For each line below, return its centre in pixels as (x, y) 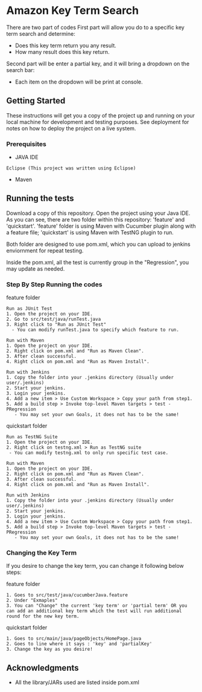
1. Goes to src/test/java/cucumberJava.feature (67, 595)
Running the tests (40, 198)
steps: (14, 572)
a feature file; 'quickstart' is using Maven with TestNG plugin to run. (90, 232)
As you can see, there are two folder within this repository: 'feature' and (96, 219)
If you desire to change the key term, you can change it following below (95, 566)
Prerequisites (26, 144)
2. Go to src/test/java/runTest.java (54, 319)
